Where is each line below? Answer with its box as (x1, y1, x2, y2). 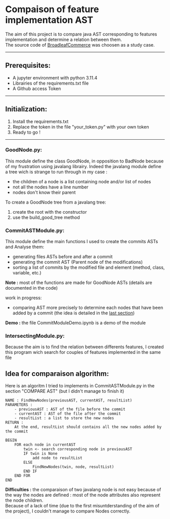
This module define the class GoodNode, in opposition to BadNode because (5, 158, 164, 164)
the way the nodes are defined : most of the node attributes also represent (5, 492, 161, 498)
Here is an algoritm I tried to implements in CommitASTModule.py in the (5, 383, 155, 389)
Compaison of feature (5, 4, 99, 15)
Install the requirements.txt (12, 118, 69, 125)
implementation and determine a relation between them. (5, 36, 122, 43)
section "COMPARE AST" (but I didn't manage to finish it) (5, 388, 124, 394)
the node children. (5, 497, 44, 503)
